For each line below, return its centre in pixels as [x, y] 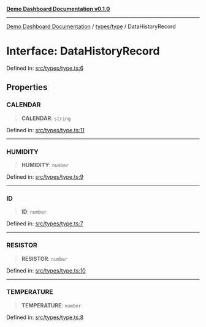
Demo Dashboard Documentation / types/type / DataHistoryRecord [91, 26]
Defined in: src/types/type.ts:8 [45, 317]
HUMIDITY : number [45, 165]
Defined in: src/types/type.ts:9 [45, 176]
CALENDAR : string [46, 118]
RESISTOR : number [44, 258]
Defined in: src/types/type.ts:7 [45, 224]
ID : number [34, 212]
